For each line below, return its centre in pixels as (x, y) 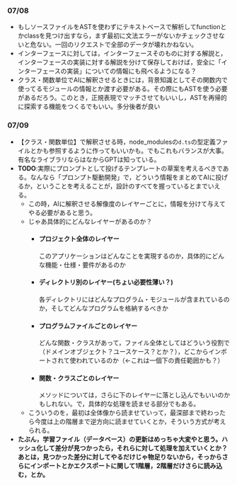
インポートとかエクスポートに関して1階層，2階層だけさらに (117, 466)
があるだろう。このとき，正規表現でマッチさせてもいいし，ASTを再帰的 (122, 98)
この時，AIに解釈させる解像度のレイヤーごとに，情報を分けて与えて (127, 203)
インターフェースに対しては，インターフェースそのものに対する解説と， (122, 53)
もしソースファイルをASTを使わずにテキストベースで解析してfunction (119, 27)
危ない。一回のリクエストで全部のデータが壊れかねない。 (114, 45)
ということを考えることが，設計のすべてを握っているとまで (122, 186)
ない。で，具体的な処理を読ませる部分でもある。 (129, 404)
